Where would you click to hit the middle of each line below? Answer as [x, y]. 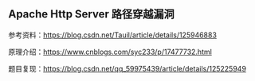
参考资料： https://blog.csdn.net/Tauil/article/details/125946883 [113, 35]
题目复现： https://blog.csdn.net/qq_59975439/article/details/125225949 [127, 68]
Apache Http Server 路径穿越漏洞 [91, 14]
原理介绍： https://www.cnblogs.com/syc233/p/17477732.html [110, 52]
